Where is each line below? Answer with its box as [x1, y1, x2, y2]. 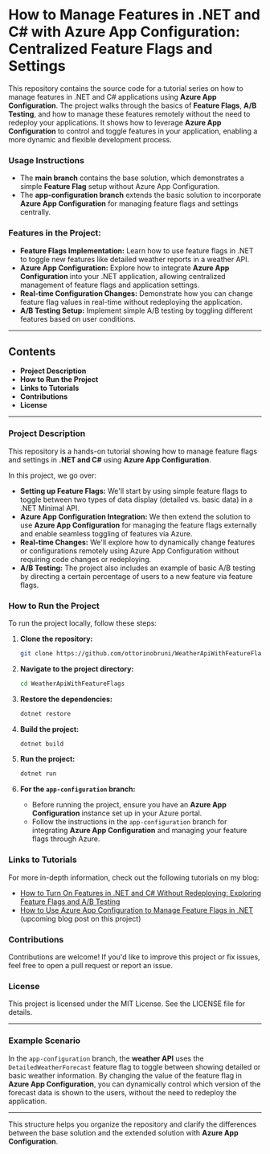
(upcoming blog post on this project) [19, 914, 141, 923]
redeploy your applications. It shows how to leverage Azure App [8, 117, 222, 127]
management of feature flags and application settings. [19, 280, 200, 290]
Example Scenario [8, 1035, 81, 1046]
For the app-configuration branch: [19, 784, 136, 794]
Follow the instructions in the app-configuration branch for [31, 817, 227, 827]
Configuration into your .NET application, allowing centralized [19, 271, 227, 281]
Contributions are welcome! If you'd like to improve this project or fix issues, [8, 951, 260, 962]
